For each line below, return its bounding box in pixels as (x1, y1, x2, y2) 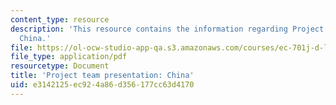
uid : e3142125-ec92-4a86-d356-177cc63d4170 (10, 80, 195, 90)
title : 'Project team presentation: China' (10, 71, 195, 81)
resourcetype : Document (10, 61, 110, 71)
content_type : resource (10, 14, 110, 25)
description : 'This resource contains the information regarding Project (10, 24, 325, 34)
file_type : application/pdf (10, 52, 128, 62)
